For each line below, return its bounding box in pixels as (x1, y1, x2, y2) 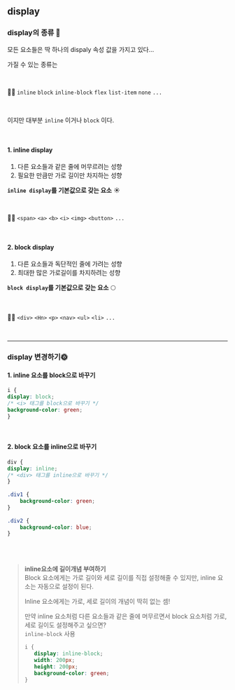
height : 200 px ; (34, 663, 78, 670)
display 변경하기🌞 (7, 352, 69, 362)
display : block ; (7, 393, 55, 400)
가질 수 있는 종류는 (7, 60, 58, 69)
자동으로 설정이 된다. (37, 582, 94, 591)
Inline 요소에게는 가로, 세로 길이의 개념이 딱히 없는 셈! (24, 597, 171, 606)
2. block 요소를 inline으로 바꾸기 (7, 442, 97, 451)
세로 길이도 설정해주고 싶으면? (24, 621, 107, 630)
